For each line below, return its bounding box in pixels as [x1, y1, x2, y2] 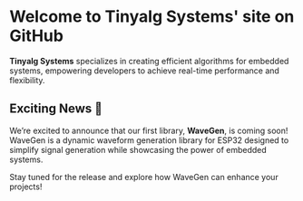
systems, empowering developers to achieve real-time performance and [9, 65, 279, 76]
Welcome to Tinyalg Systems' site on [9, 6, 295, 27]
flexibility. [9, 74, 45, 85]
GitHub [9, 25, 64, 46]
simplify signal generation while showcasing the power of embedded [9, 144, 268, 155]
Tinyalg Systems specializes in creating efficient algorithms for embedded [9, 55, 289, 66]
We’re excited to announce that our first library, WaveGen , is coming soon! [9, 125, 288, 136]
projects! [9, 181, 43, 192]
